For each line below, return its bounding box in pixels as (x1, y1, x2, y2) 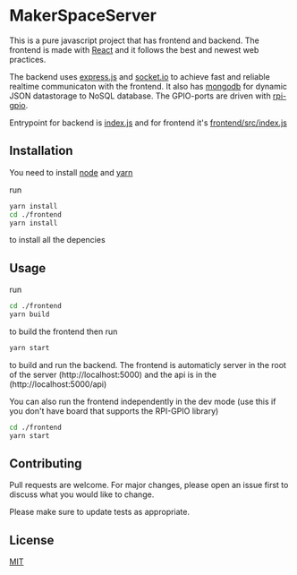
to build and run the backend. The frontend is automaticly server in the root (9, 359, 286, 370)
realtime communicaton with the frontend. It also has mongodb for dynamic (9, 81, 288, 91)
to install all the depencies (9, 235, 106, 245)
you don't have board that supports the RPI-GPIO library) (9, 405, 219, 416)
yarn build (9, 310, 50, 319)
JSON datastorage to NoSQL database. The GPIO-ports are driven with (9, 90, 271, 101)
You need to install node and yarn (9, 167, 133, 177)
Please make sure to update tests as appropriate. (9, 507, 191, 518)
